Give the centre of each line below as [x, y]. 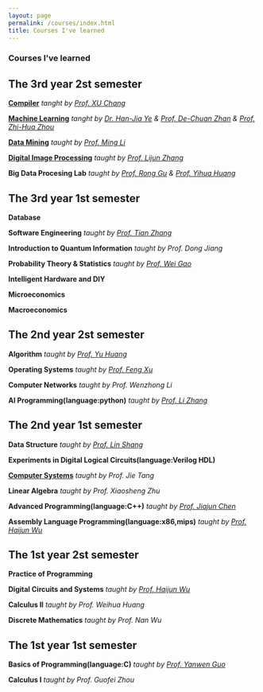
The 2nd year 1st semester [75, 425]
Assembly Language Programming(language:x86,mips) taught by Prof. [128, 521]
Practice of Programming [50, 574]
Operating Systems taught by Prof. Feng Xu [81, 369]
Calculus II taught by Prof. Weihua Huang [77, 605]
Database [25, 217]
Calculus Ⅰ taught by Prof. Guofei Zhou [72, 680]
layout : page [30, 16]
